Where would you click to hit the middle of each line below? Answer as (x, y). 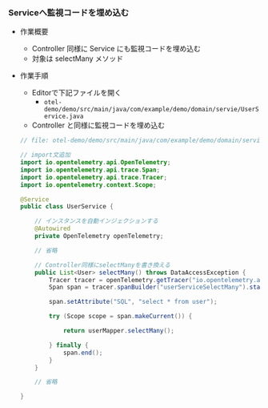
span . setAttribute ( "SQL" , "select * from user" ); (133, 302)
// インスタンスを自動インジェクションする (96, 221)
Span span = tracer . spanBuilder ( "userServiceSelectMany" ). (150, 287)
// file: (34, 141)
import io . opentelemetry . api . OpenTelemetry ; (95, 163)
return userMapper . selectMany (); (118, 331)
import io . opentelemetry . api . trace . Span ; (90, 170)
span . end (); (83, 353)
